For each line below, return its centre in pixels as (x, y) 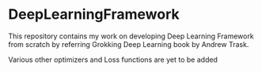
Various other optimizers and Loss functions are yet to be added (113, 59)
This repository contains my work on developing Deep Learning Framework (131, 36)
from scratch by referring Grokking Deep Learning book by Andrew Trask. (129, 44)
